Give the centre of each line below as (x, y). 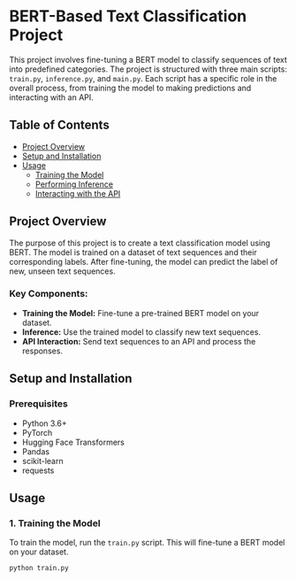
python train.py (39, 569)
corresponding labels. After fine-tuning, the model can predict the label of (144, 261)
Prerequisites (38, 404)
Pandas (36, 451)
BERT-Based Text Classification (128, 16)
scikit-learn (42, 461)
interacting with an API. (52, 97)
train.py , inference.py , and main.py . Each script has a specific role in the (143, 78)
